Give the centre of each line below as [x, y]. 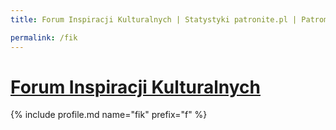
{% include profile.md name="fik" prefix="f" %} [109, 115]
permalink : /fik [44, 37]
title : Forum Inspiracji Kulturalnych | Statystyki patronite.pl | [154, 19]
